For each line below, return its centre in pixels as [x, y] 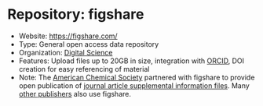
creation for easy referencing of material [84, 69]
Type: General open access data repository [89, 44]
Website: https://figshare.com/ [68, 36]
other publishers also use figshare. [75, 94]
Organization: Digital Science [66, 52]
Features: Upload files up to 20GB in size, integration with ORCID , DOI [131, 61]
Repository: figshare [76, 14]
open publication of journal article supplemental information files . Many [134, 85]
